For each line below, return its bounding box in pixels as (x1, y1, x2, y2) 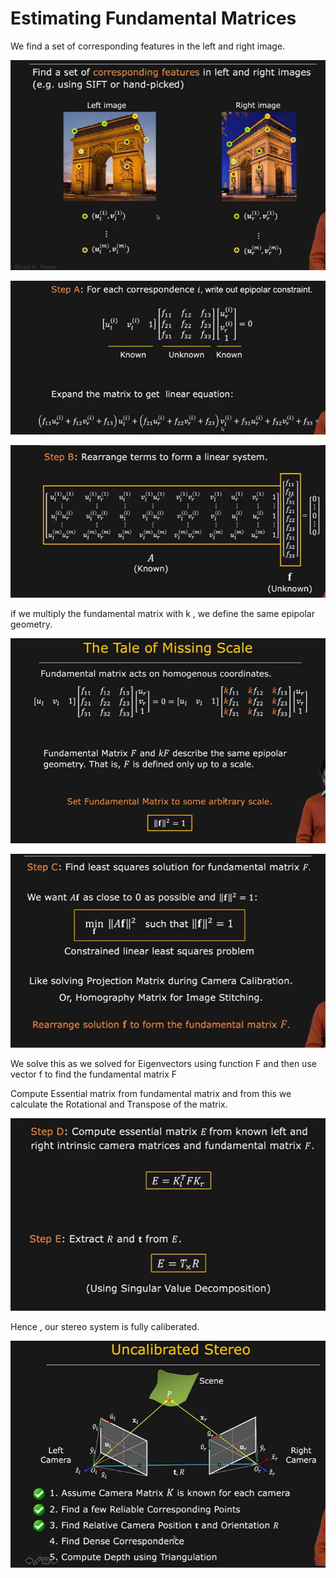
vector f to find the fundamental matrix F (10, 1068, 178, 1080)
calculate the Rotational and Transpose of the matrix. (10, 1098, 228, 1110)
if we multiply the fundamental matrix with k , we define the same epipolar (10, 608, 315, 620)
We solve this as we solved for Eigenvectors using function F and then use (10, 1057, 317, 1069)
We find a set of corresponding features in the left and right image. (10, 40, 286, 52)
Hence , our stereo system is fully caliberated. (10, 1321, 200, 1333)
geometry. (10, 618, 53, 631)
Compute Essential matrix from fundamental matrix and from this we (10, 1087, 292, 1099)
